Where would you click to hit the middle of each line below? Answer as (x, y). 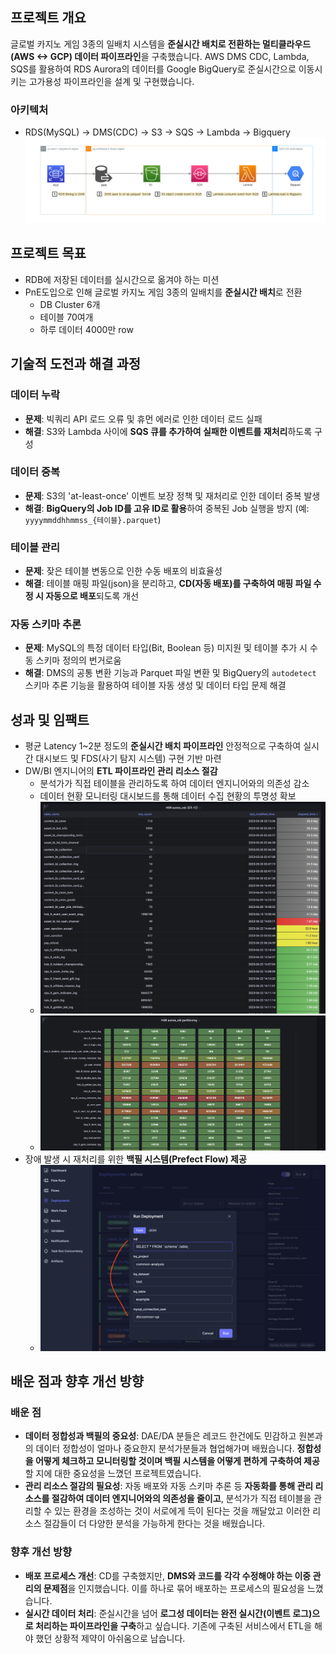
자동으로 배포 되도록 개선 (92, 596)
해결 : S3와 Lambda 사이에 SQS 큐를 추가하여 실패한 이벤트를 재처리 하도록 (168, 431)
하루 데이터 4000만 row (86, 329)
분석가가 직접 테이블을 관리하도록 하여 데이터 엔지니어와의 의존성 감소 (174, 784)
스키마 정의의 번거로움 (78, 660)
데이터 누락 (35, 395)
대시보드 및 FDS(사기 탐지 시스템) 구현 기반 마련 (128, 759)
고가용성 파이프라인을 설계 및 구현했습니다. (111, 81)
